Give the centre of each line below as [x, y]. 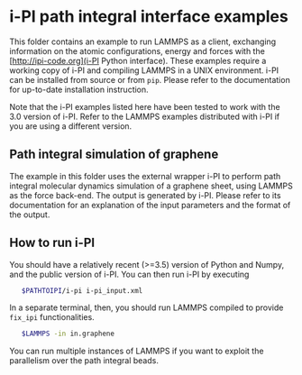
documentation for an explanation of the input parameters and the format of [150, 205]
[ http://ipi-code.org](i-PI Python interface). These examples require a [138, 60]
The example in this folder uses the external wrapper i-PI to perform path [145, 176]
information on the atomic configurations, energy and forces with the [137, 50]
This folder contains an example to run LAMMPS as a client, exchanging [143, 41]
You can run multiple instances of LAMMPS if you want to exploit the [137, 351]
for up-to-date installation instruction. [79, 89]
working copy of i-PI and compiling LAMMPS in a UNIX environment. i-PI [144, 70]
